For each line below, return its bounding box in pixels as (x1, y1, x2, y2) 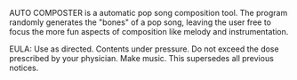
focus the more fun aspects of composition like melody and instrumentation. (9, 27, 289, 36)
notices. (9, 62, 39, 73)
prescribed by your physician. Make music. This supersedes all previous (9, 53, 274, 63)
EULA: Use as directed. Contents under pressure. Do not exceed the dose (9, 44, 279, 54)
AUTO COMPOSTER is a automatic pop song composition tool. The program (9, 8, 288, 18)
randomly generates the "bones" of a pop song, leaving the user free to (9, 17, 271, 28)
